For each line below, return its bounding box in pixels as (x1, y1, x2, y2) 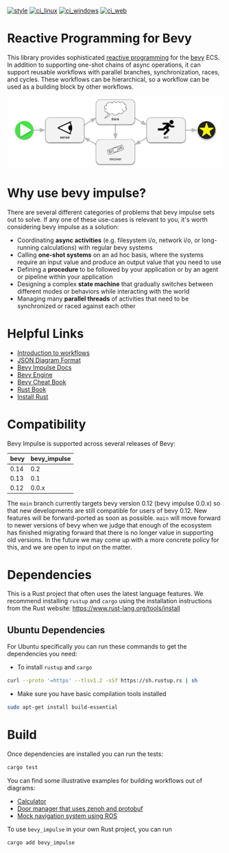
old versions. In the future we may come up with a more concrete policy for (7, 535, 219, 543)
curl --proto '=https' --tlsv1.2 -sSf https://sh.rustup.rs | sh (7, 678, 197, 684)
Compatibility (7, 417, 86, 433)
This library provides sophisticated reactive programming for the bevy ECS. (7, 53, 220, 61)
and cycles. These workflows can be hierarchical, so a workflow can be (7, 75, 210, 83)
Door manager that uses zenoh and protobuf (16, 804, 143, 812)
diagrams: (7, 784, 36, 792)
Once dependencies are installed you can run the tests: (7, 750, 163, 758)
